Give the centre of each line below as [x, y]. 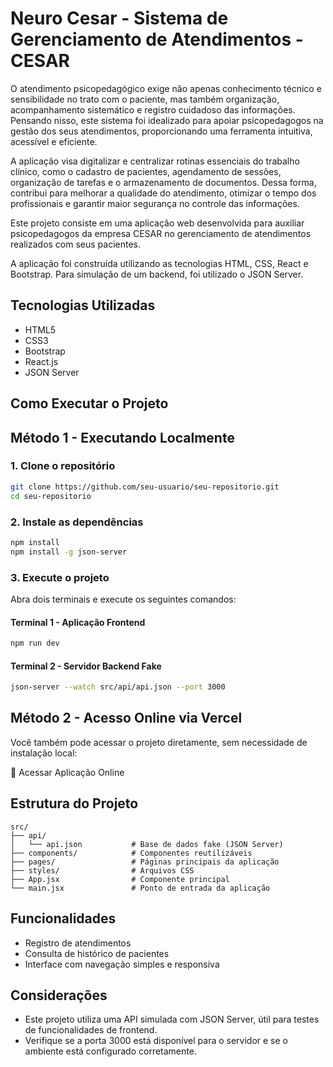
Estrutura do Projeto [74, 803]
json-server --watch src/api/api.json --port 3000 [118, 687]
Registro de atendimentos [78, 943]
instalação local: [44, 753]
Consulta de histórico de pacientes [97, 953]
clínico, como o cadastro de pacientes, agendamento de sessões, [146, 171]
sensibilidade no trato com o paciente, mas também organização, [145, 99]
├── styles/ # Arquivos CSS [102, 870]
